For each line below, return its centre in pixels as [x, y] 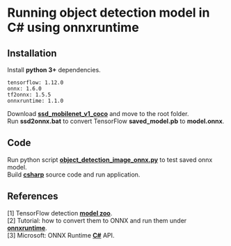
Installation [32, 53]
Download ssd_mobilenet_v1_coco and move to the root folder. [98, 114]
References [33, 196]
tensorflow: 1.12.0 [35, 83]
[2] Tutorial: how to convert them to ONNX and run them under [97, 220]
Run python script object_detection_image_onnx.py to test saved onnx [110, 159]
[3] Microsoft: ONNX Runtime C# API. [61, 235]
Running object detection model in [109, 13]
